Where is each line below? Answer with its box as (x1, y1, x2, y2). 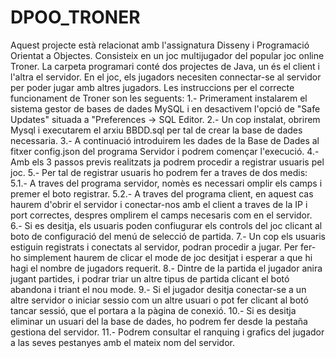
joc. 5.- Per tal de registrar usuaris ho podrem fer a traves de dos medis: (10, 166, 308, 178)
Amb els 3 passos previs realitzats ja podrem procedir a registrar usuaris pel (10, 156, 325, 168)
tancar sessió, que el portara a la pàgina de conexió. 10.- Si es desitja (10, 304, 297, 316)
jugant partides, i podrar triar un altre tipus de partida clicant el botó (10, 272, 290, 285)
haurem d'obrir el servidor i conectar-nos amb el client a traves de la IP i (10, 198, 308, 210)
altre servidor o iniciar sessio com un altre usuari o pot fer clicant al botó (10, 294, 309, 306)
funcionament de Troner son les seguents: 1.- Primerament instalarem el (10, 92, 308, 104)
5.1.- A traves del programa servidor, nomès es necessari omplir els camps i (10, 177, 323, 189)
